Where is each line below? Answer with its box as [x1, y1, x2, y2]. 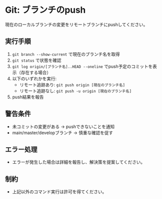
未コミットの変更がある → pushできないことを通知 [12, 123, 115, 130]
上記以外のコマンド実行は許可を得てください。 [12, 189, 107, 195]
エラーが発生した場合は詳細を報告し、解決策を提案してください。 [12, 159, 145, 165]
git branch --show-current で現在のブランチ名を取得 [12, 51, 120, 57]
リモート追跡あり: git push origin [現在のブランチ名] [19, 82, 125, 88]
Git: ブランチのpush [5, 4, 86, 16]
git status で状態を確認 [12, 57, 62, 63]
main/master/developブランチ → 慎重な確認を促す [12, 130, 114, 135]
